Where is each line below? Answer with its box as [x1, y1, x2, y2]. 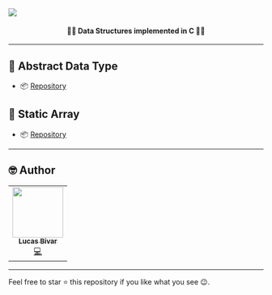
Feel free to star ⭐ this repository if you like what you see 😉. [8, 277, 210, 287]
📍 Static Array [8, 107, 80, 121]
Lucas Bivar [18, 237, 58, 246]
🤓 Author [8, 163, 56, 177]
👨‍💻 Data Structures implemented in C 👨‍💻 [66, 26, 206, 36]
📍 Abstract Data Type [8, 59, 119, 73]
